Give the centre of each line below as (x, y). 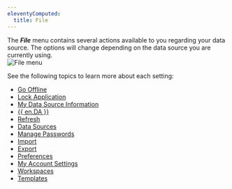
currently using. (30, 55)
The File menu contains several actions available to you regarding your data (116, 40)
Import (27, 141)
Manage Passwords (46, 134)
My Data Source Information (58, 104)
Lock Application (42, 97)
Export (27, 149)
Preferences (35, 156)
